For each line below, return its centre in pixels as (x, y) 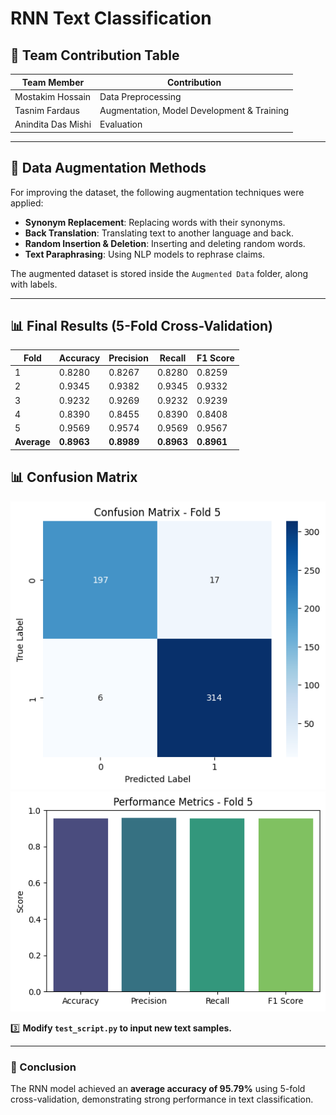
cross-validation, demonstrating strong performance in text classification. (162, 1099)
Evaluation (121, 124)
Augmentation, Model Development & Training (194, 110)
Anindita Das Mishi (53, 124)
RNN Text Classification (111, 18)
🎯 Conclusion (43, 1067)
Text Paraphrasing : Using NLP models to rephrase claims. (145, 254)
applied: (27, 203)
